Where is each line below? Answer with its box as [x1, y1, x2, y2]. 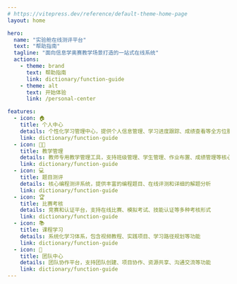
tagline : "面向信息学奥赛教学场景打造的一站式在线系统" [13, 49, 159, 57]
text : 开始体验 [25, 89, 67, 96]
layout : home [7, 17, 46, 24]
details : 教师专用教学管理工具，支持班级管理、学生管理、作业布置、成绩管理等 [20, 154, 222, 161]
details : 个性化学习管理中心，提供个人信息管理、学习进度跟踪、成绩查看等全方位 [20, 128, 227, 135]
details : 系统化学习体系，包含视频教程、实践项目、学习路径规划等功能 [20, 232, 201, 240]
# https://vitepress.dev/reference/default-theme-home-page [7, 10, 188, 18]
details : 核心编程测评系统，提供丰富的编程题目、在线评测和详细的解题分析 [20, 180, 212, 187]
